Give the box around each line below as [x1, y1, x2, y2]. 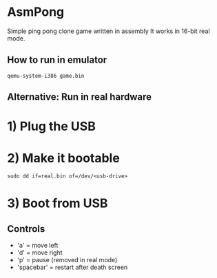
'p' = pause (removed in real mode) [17, 256, 118, 264]
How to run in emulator [7, 54, 107, 66]
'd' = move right [17, 248, 63, 257]
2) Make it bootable [7, 150, 121, 166]
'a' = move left [17, 242, 59, 250]
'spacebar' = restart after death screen [17, 263, 128, 272]
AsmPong [7, 4, 65, 20]
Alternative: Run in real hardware [7, 91, 152, 103]
